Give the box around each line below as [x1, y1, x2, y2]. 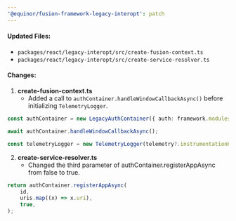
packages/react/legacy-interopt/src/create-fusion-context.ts [17, 48, 204, 56]
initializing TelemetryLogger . [27, 102, 108, 110]
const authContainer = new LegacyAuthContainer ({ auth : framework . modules [7, 115, 231, 123]
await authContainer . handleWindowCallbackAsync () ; [7, 128, 159, 135]
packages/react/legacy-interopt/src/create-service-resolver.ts [17, 56, 210, 63]
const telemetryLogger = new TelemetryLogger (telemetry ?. [7, 140, 181, 147]
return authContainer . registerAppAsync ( [7, 182, 128, 189]
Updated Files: [7, 32, 51, 41]
